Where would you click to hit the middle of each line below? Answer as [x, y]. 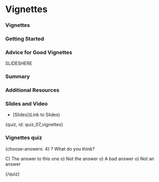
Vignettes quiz [24, 138]
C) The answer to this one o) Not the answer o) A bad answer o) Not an [80, 159]
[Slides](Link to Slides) [36, 115]
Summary [18, 77]
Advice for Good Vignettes [39, 52]
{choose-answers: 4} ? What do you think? [50, 149]
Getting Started [25, 39]
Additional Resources [32, 90]
